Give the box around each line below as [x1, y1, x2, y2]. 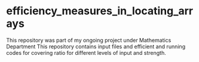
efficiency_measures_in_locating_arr [6, 4, 194, 18]
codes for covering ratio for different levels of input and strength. [6, 49, 166, 56]
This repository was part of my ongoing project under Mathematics [6, 36, 172, 44]
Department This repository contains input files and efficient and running [6, 43, 186, 50]
